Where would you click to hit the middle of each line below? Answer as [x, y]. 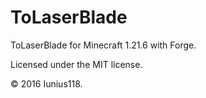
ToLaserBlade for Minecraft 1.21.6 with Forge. [103, 45]
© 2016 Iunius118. [46, 83]
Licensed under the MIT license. [76, 64]
